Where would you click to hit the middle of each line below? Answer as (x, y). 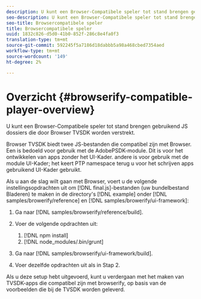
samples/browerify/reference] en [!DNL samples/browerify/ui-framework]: (98, 201)
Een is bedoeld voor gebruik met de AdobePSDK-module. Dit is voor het (95, 151)
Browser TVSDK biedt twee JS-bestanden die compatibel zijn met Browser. (99, 144)
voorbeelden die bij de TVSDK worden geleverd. (66, 289)
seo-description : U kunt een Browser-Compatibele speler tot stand (92, 17)
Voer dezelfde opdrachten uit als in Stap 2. (68, 265)
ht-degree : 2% (24, 62)
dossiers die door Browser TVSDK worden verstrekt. (71, 133)
